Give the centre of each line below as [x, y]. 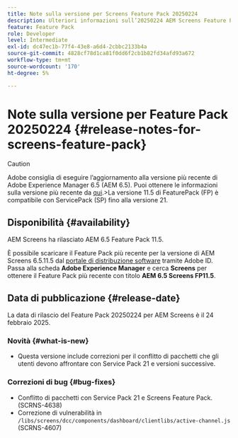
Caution [19, 164]
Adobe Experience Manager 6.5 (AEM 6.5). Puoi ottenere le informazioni [113, 185]
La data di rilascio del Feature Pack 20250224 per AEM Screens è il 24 [110, 315]
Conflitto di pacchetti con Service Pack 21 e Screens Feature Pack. [115, 398]
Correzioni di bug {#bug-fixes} [61, 382]
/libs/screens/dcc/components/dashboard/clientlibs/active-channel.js [124, 421]
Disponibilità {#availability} [69, 223]
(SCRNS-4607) [40, 427]
